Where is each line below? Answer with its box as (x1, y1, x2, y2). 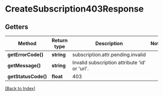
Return (51, 37, 68, 44)
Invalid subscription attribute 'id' (72, 59, 146, 66)
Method (17, 40, 36, 47)
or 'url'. (72, 65, 89, 72)
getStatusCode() (7, 73, 47, 80)
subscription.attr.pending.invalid (72, 51, 146, 58)
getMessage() (7, 62, 41, 69)
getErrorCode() (7, 51, 44, 58)
